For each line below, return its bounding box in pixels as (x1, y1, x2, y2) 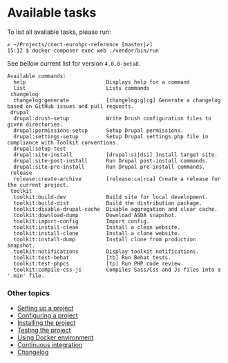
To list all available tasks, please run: (7, 28, 111, 36)
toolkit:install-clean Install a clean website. (13, 223, 181, 231)
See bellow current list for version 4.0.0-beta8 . (7, 59, 141, 67)
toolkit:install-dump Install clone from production (13, 236, 196, 243)
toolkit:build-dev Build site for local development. (13, 194, 209, 201)
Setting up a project (17, 304, 74, 313)
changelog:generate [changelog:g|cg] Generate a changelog (13, 97, 221, 104)
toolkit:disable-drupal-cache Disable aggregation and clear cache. (13, 205, 218, 212)
